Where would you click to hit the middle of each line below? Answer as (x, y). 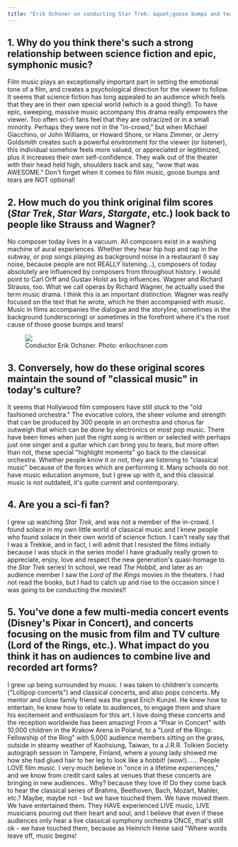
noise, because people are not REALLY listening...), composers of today (112, 264)
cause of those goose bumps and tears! (66, 324)
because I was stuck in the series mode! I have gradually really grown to (113, 552)
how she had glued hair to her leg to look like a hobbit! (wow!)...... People (114, 760)
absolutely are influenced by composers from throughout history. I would (114, 272)
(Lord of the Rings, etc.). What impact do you (108, 646)
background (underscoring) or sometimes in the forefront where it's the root (118, 317)
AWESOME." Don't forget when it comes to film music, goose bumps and (114, 173)
